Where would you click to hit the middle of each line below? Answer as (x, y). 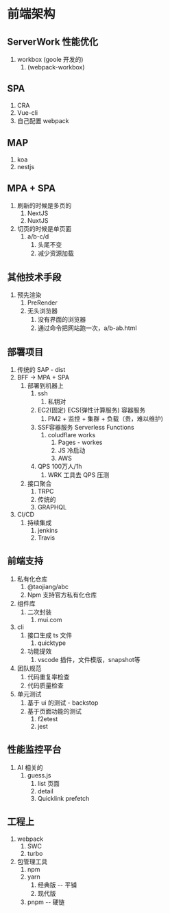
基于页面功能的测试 (54, 711)
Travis (46, 538)
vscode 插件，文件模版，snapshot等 (89, 659)
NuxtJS (38, 221)
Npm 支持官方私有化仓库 (62, 595)
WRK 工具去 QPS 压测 (78, 475)
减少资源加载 (56, 253)
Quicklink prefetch (63, 798)
